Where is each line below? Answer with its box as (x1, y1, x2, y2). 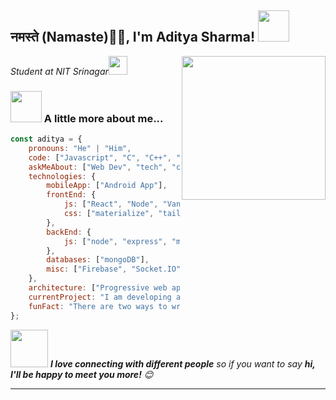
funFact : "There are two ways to (28, 301, 168, 311)
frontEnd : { (46, 190, 97, 200)
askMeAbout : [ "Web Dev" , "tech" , (28, 162, 168, 172)
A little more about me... (43, 111, 164, 125)
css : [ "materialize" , (63, 209, 155, 219)
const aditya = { (10, 134, 83, 145)
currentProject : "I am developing (28, 292, 172, 302)
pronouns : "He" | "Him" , (28, 143, 132, 153)
